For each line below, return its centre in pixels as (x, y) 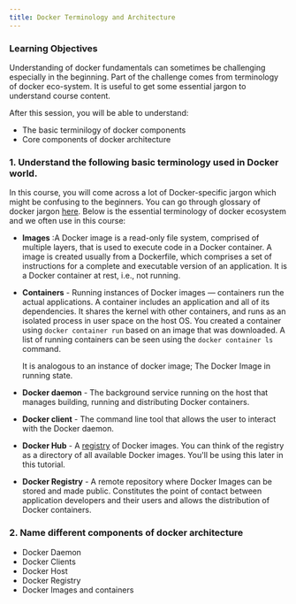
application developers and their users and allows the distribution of (146, 501)
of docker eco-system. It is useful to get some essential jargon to (128, 86)
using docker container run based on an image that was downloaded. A (153, 330)
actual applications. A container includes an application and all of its (146, 302)
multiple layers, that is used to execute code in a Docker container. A (147, 248)
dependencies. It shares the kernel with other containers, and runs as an (154, 311)
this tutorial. (44, 464)
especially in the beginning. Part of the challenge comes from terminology (144, 77)
